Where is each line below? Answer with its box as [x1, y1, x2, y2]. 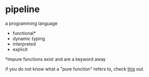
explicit [12, 46, 28, 52]
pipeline [5, 4, 40, 15]
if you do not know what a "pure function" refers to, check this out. [5, 66, 145, 72]
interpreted [12, 41, 36, 47]
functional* [12, 30, 36, 36]
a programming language [5, 20, 58, 26]
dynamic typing [12, 35, 45, 42]
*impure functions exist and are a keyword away [5, 56, 106, 62]
